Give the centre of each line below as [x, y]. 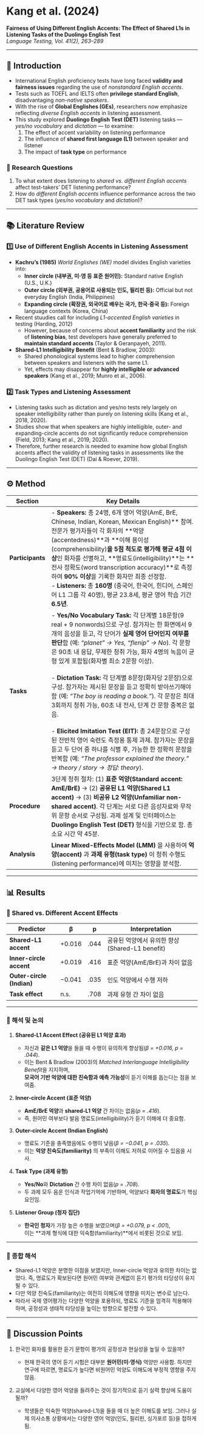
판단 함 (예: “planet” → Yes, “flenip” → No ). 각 [114, 643]
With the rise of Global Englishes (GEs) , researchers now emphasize [101, 106]
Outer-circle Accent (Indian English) [61, 1130]
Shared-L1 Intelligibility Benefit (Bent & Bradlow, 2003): [85, 350]
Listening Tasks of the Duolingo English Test [63, 34]
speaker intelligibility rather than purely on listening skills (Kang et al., [102, 414]
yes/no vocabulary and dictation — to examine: [74, 125]
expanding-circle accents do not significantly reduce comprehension [101, 433]
